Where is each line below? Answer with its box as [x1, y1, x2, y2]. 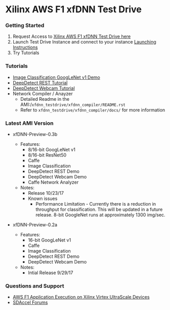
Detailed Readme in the [20, 96, 70, 102]
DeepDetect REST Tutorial [12, 79, 68, 85]
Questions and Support [5, 282, 64, 290]
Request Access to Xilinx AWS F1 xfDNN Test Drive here [12, 33, 131, 39]
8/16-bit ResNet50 [28, 152, 67, 158]
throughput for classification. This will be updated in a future [35, 206, 163, 213]
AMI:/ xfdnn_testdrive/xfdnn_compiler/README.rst [20, 101, 126, 107]
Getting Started [5, 22, 44, 29]
